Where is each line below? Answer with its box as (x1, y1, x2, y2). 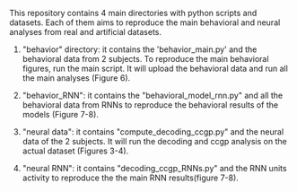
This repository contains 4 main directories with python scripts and (9, 8, 258, 18)
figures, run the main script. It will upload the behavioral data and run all (22, 63, 289, 74)
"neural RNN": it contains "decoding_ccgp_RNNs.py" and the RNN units (22, 163, 287, 173)
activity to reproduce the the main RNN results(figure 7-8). (22, 172, 240, 183)
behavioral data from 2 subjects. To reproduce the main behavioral (22, 54, 269, 64)
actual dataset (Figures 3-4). (22, 145, 129, 156)
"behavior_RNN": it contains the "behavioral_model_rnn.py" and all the (22, 90, 284, 100)
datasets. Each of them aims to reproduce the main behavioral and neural (9, 17, 281, 28)
